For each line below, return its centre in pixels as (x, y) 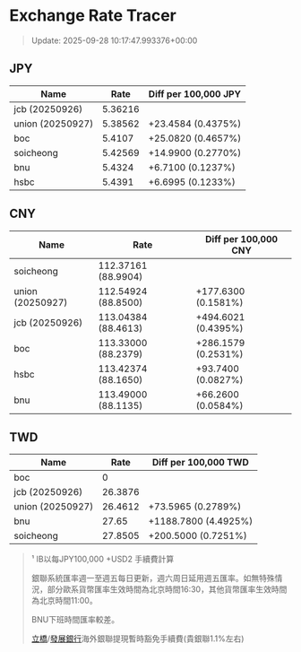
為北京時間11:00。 (64, 601)
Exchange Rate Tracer (93, 16)
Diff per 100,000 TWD (200, 463)
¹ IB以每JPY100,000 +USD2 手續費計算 (103, 559)
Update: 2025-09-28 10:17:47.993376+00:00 (114, 40)
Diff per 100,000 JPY (195, 93)
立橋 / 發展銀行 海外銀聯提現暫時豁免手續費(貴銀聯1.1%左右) (138, 639)
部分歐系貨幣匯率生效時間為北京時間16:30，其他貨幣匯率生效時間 (167, 589)
